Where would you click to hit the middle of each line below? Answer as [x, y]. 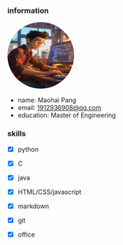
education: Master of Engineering [66, 115]
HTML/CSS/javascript [49, 192]
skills [17, 134]
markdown [33, 206]
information [28, 11]
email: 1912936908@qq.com [59, 108]
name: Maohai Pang [47, 100]
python [28, 149]
